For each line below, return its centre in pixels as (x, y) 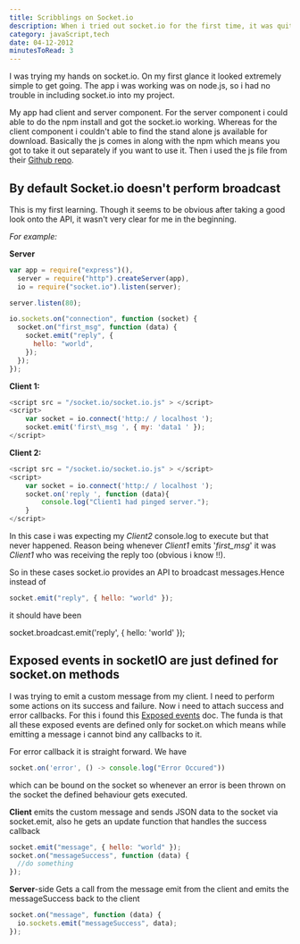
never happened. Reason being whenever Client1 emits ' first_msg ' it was (143, 545)
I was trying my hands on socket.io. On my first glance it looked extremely (146, 76)
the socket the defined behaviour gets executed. (99, 794)
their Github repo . (42, 160)
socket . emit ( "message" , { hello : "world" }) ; (95, 847)
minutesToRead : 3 (42, 51)
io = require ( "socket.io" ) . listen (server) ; (99, 287)
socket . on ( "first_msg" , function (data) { (97, 327)
